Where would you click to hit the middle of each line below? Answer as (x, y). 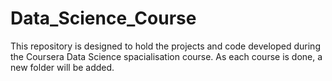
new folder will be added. (62, 67)
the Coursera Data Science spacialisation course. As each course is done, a (166, 56)
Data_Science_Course (103, 18)
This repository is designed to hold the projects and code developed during (165, 46)
